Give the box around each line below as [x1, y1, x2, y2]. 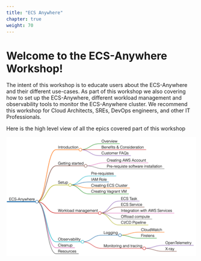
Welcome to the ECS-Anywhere [6, 49, 167, 62]
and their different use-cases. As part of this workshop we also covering [6, 88, 186, 95]
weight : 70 [6, 22, 34, 28]
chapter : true [6, 16, 42, 22]
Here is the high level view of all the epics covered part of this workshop [6, 125, 185, 132]
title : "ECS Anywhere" [6, 10, 63, 16]
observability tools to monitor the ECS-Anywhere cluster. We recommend [6, 101, 188, 108]
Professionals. [6, 113, 42, 121]
